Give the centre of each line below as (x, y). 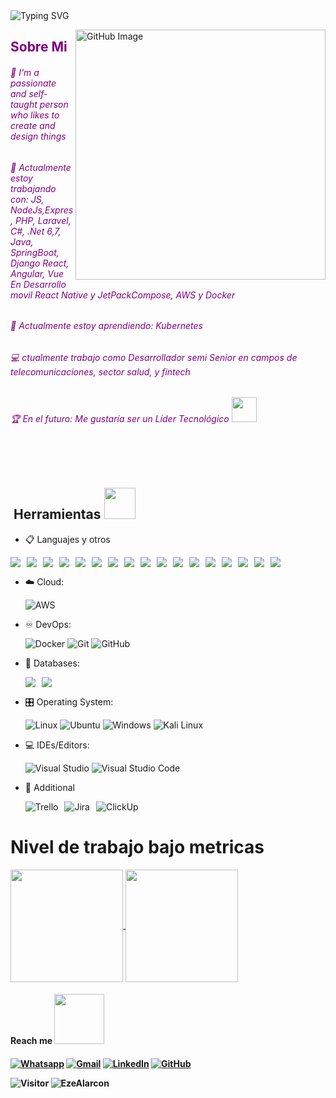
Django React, (40, 263)
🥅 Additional (50, 787)
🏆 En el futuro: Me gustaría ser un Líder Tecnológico (120, 419)
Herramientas (57, 514)
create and (33, 125)
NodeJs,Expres (42, 210)
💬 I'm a (25, 72)
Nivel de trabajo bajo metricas (137, 847)
